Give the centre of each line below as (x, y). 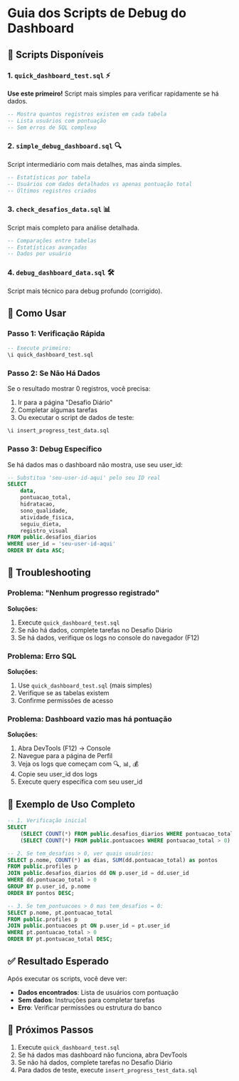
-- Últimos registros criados (52, 190)
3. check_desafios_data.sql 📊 (59, 210)
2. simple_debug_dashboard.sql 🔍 (65, 146)
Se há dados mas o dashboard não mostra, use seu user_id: (95, 464)
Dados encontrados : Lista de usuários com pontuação (98, 992)
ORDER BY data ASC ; (36, 550)
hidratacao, (38, 504)
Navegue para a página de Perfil (65, 756)
